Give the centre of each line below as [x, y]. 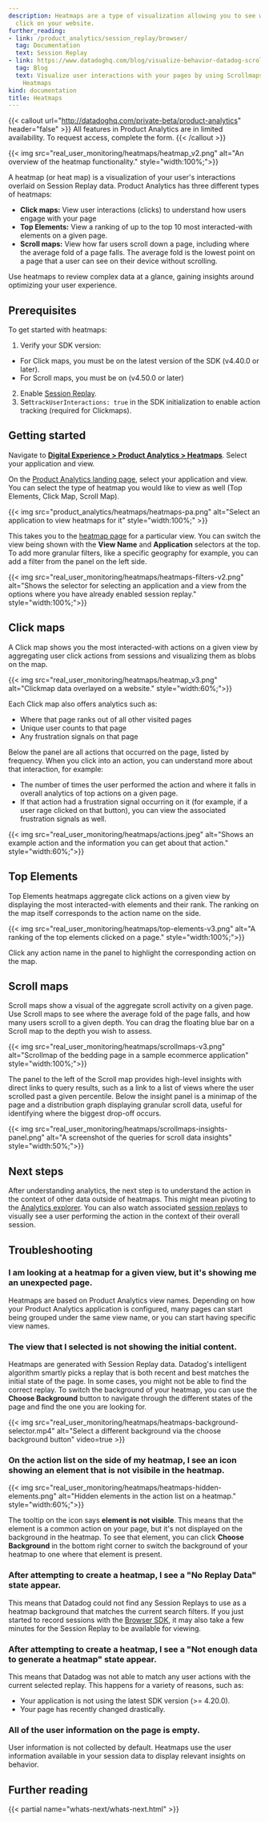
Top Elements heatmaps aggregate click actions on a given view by [119, 896]
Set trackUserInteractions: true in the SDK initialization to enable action [140, 402]
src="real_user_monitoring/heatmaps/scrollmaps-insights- [131, 1129]
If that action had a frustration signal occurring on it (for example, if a [134, 801]
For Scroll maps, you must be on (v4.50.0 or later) [102, 378]
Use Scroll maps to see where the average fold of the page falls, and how [129, 1014]
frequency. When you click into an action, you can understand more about [130, 760]
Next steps [36, 1171]
